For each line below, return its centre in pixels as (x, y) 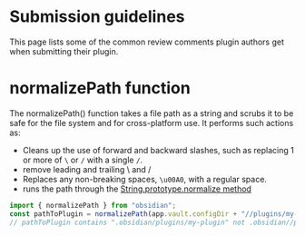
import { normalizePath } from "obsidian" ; (93, 205)
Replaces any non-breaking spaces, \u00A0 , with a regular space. (145, 179)
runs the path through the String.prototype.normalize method (137, 189)
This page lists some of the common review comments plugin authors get (147, 42)
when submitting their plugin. (64, 51)
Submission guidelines (97, 17)
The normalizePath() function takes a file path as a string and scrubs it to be (152, 113)
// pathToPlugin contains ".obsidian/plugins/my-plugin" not (128, 222)
